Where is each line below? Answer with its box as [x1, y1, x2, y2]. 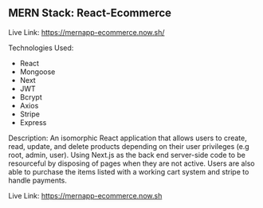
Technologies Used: [8, 43, 74, 53]
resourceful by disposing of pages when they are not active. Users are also [8, 159, 255, 168]
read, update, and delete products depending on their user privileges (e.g [8, 141, 249, 151]
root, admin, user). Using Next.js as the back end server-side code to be [8, 150, 245, 159]
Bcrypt [19, 92, 42, 102]
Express [19, 117, 47, 127]
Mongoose [19, 67, 56, 77]
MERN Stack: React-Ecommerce [8, 6, 172, 20]
